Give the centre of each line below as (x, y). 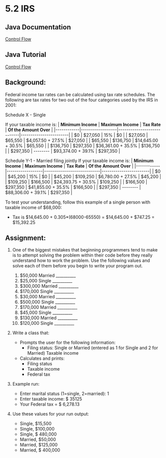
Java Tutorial (26, 55)
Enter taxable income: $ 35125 (51, 399)
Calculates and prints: (42, 358)
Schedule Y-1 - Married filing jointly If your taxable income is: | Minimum (80, 161)
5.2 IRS (20, 9)
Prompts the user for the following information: (68, 343)
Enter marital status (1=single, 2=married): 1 (64, 394)
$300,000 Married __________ (49, 286)
